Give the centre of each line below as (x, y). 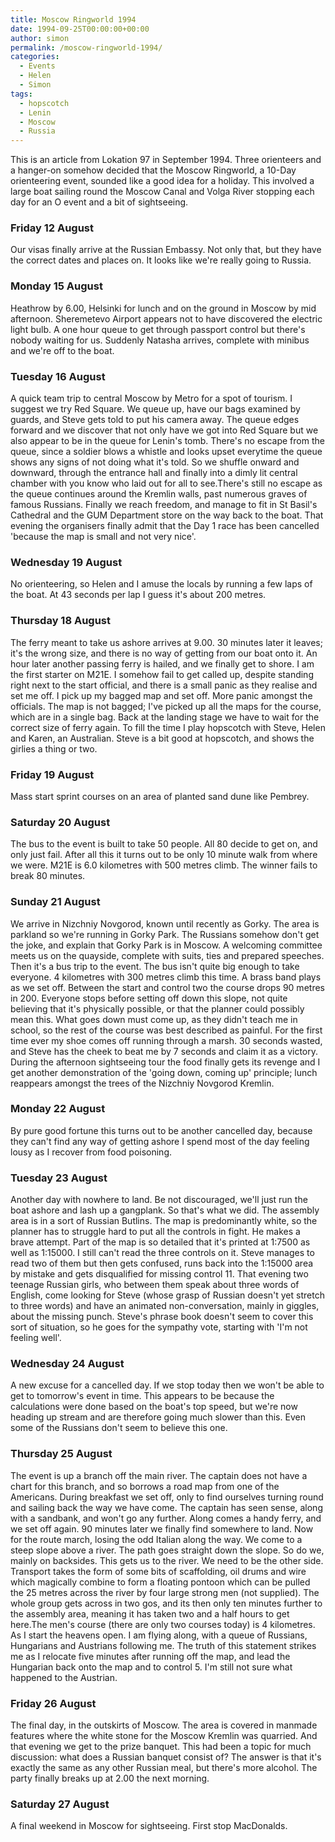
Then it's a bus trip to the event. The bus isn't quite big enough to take (155, 966)
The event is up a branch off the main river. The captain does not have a (159, 1475)
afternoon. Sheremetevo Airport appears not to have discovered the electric (166, 318)
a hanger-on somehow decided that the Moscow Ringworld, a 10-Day (153, 170)
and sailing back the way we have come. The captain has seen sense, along (166, 1507)
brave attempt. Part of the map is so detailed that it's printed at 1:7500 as (160, 1242)
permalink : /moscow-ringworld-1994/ (86, 47)
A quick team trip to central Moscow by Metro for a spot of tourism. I (151, 398)
